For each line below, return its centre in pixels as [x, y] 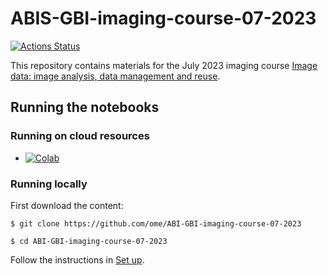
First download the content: [67, 205]
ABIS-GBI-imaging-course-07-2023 [163, 18]
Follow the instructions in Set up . [77, 259]
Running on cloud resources [80, 136]
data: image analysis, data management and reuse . [115, 76]
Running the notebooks [85, 107]
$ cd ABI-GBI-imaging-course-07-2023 [89, 241]
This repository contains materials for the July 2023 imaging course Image [164, 65]
